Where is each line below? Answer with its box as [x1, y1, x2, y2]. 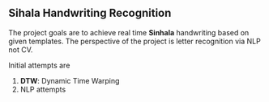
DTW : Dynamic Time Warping [19, 75, 120, 85]
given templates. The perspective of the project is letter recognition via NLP [8, 36, 261, 46]
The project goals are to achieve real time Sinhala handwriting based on [8, 27, 250, 37]
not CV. [8, 44, 33, 55]
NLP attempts [19, 84, 66, 94]
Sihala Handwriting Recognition [8, 6, 172, 20]
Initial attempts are [8, 60, 70, 70]
